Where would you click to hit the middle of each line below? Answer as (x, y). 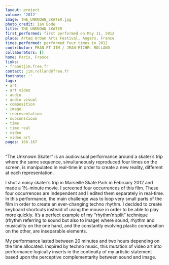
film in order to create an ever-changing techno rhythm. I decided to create (84, 204)
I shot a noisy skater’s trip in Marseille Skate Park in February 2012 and (79, 183)
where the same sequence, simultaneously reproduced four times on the (81, 162)
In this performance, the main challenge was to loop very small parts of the (84, 199)
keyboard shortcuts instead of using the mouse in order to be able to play (82, 210)
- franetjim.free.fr (27, 67)
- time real (18, 128)
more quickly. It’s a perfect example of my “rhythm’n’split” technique (77, 215)
